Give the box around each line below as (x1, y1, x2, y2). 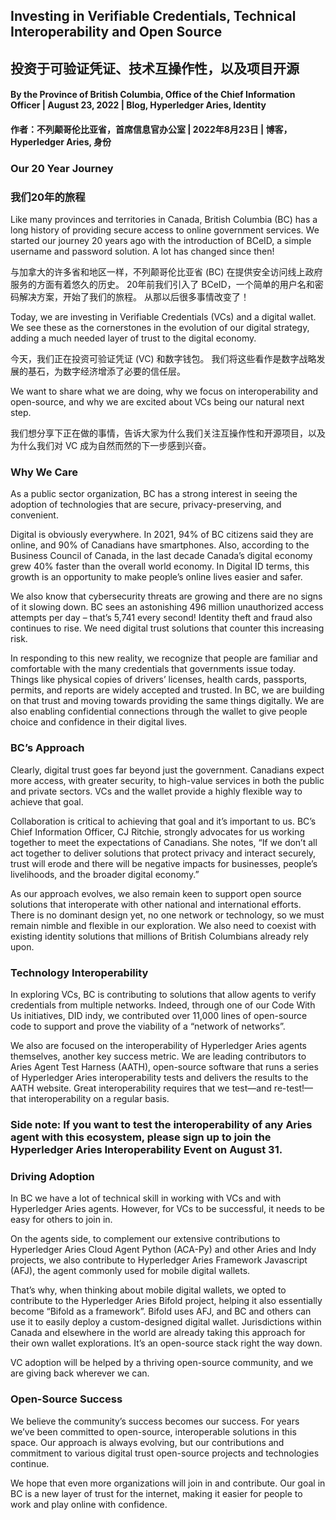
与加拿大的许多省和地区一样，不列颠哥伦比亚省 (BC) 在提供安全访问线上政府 (10, 266, 323, 278)
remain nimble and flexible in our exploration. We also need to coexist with (10, 919, 317, 931)
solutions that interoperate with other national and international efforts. (10, 898, 302, 910)
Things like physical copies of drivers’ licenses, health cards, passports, (10, 674, 308, 686)
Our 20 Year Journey (10, 161, 114, 175)
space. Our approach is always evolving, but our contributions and (10, 1436, 285, 1448)
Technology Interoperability (10, 965, 149, 979)
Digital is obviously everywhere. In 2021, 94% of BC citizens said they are (10, 529, 314, 541)
